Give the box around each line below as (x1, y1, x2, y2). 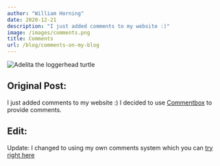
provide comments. (7, 105, 62, 113)
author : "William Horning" (7, 10, 84, 17)
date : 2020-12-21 (7, 16, 57, 23)
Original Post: (7, 80, 67, 92)
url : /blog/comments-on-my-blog (7, 42, 99, 49)
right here (7, 151, 35, 159)
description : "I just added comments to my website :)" (7, 23, 170, 29)
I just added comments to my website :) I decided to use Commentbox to (7, 98, 212, 107)
